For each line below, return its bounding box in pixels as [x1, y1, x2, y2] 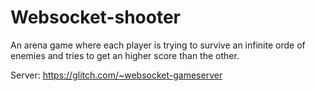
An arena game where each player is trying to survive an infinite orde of [10, 39, 306, 51]
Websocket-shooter [10, 6, 182, 29]
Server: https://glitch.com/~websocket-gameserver [10, 69, 223, 81]
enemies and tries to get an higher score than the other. [10, 49, 240, 61]
